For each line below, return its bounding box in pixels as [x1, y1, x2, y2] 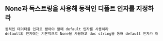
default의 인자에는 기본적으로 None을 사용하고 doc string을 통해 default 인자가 [5, 31, 153, 36]
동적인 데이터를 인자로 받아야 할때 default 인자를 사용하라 [5, 27, 109, 31]
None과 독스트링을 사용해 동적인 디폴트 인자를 [5, 4, 135, 13]
